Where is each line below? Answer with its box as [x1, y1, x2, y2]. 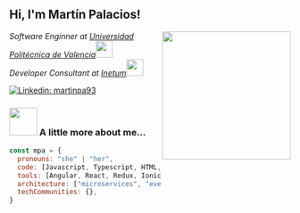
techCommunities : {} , [17, 187, 98, 197]
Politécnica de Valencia [9, 49, 96, 60]
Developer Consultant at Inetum [9, 67, 127, 78]
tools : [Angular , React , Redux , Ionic [17, 171, 162, 180]
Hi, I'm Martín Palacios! [9, 7, 141, 22]
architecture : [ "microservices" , [17, 179, 142, 188]
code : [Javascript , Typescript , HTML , [17, 162, 162, 172]
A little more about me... [38, 126, 146, 138]
